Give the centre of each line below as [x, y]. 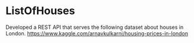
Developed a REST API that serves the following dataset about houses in [95, 27]
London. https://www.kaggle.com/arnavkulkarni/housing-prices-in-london [97, 33]
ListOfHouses [40, 11]
